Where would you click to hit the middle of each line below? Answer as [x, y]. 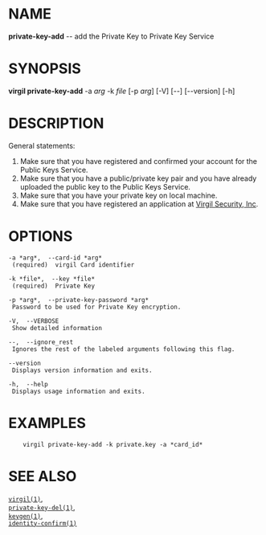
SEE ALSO [43, 476]
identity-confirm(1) [43, 523]
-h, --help [28, 384]
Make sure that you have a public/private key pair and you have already [138, 178]
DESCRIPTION [56, 123]
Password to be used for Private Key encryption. [96, 307]
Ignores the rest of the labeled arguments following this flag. [123, 349]
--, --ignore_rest [41, 342]
